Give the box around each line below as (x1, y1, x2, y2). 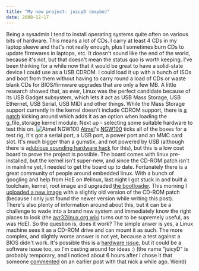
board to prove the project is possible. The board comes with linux (6, 150, 169, 157)
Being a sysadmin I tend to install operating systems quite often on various (6, 30, 189, 37)
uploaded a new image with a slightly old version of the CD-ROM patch (6, 188, 180, 196)
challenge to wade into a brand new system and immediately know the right (6, 207, 191, 215)
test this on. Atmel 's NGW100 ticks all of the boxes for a (6, 125, 187, 133)
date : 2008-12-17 (6, 14, 49, 20)
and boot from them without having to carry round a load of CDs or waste (6, 75, 186, 82)
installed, (6, 157, 29, 164)
